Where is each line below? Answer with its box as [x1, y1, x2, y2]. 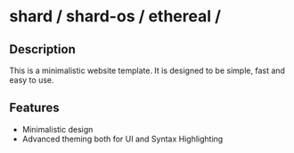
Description [9, 42, 76, 57]
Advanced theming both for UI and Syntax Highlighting [21, 133, 224, 144]
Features [9, 101, 60, 116]
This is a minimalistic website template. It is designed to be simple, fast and [9, 65, 285, 76]
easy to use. [9, 75, 54, 85]
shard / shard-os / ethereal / [9, 6, 221, 27]
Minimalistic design [21, 124, 94, 134]
